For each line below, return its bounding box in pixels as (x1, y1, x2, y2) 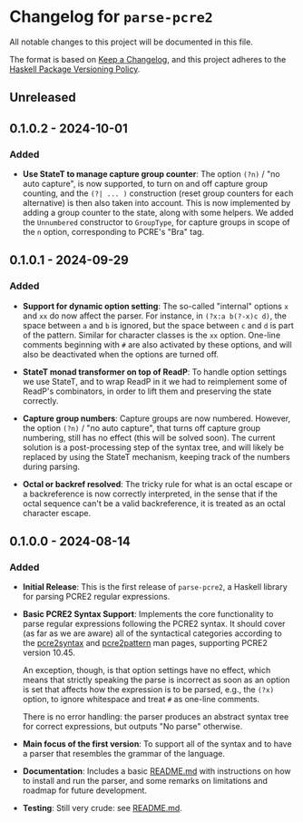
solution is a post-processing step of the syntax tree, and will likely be (22, 442, 284, 453)
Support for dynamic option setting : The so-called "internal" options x (22, 300, 288, 311)
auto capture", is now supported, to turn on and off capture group (22, 179, 269, 190)
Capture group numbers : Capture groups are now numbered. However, (22, 413, 291, 424)
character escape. (22, 507, 92, 518)
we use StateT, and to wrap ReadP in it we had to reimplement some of (22, 376, 288, 387)
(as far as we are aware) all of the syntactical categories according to (22, 628, 283, 639)
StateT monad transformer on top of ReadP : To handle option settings (22, 366, 288, 377)
